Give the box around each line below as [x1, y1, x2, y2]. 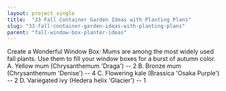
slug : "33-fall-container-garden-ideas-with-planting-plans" [7, 22, 186, 29]
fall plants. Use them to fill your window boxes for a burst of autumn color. [7, 55, 216, 63]
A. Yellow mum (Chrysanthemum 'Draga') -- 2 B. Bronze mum [7, 62, 181, 70]
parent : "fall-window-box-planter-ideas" [7, 29, 127, 36]
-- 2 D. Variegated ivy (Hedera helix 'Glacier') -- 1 [7, 76, 146, 85]
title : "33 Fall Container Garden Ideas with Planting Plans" [7, 16, 192, 23]
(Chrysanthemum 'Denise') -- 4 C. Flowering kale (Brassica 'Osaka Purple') [7, 69, 220, 77]
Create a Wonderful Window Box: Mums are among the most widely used [7, 48, 214, 56]
